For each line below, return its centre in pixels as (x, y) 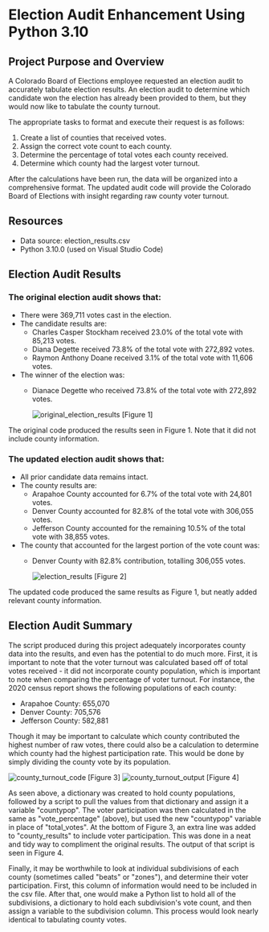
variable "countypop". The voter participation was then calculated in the (127, 810)
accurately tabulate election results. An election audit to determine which (129, 89)
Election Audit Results (65, 275)
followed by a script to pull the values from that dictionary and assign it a (128, 801)
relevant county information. (55, 600)
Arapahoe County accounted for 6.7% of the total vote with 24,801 (142, 494)
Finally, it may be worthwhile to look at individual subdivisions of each (124, 868)
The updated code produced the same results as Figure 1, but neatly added (133, 592)
